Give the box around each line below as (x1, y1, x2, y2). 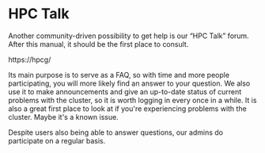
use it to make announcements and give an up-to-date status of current (8, 86, 242, 96)
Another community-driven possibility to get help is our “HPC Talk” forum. (8, 31, 249, 40)
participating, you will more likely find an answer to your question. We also (8, 78, 251, 88)
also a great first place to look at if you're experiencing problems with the (8, 104, 247, 113)
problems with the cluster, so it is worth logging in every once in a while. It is (8, 95, 257, 105)
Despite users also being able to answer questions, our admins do (8, 128, 224, 137)
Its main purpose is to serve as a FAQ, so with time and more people (8, 70, 230, 79)
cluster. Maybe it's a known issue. (8, 112, 119, 121)
